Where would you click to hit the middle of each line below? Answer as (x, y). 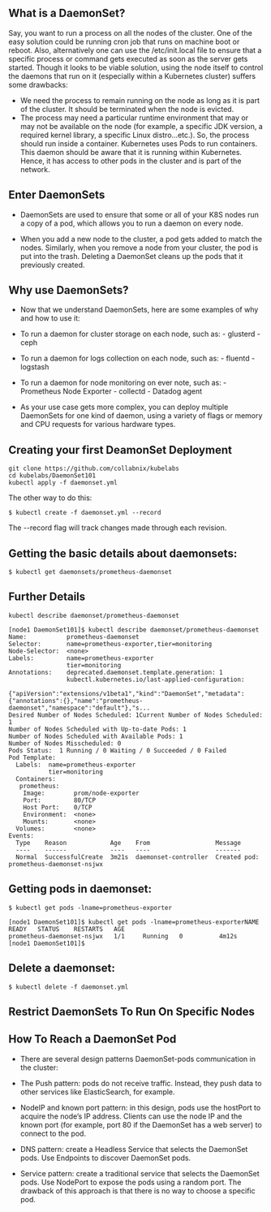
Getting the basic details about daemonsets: (123, 553)
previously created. (52, 265)
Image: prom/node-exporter (81, 793)
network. (35, 169)
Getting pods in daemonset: (80, 889)
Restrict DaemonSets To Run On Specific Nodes (132, 1011)
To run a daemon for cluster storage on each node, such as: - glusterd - (140, 334)
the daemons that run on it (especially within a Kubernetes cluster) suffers (132, 75)
